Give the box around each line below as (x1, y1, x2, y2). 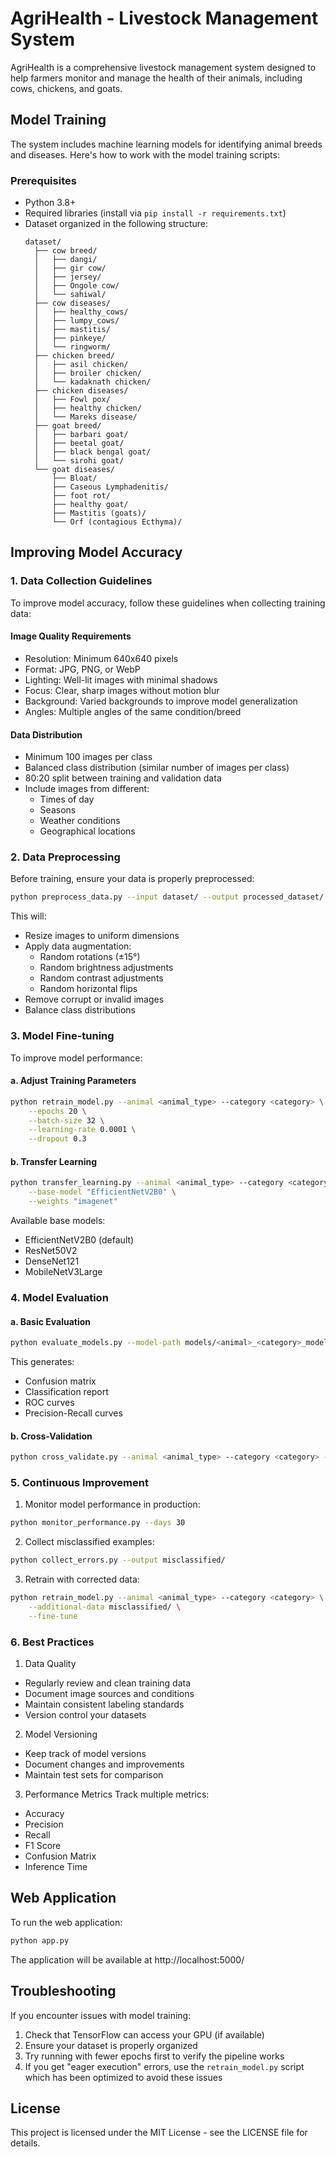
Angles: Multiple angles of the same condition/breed (24, 705, 242, 717)
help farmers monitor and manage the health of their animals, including (10, 72, 303, 84)
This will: (10, 910, 47, 922)
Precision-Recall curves (24, 1407, 123, 1419)
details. (10, 2137, 41, 2149)
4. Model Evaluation (10, 1290, 109, 1304)
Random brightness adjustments (39, 962, 174, 974)
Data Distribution (10, 728, 83, 741)
